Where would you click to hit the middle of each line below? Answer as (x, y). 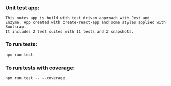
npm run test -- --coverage (35, 78)
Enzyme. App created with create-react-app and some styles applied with (86, 23)
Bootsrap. (16, 27)
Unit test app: (23, 8)
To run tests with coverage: (40, 68)
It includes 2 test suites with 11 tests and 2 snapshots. (70, 32)
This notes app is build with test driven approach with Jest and (78, 18)
